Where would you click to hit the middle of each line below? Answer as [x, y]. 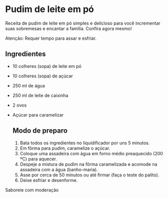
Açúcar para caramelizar [38, 115]
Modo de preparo [40, 131]
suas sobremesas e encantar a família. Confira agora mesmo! [68, 28]
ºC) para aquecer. [38, 159]
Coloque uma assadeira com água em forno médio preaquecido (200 [91, 153]
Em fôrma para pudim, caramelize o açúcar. [65, 148]
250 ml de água [29, 85]
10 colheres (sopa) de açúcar [43, 76]
